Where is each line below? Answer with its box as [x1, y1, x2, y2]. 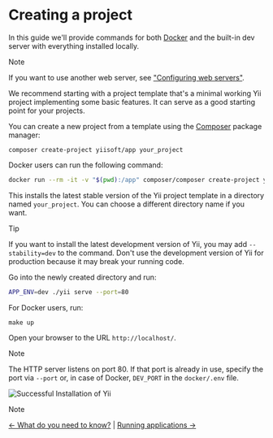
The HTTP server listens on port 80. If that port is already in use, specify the [8, 364, 264, 374]
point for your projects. [8, 106, 85, 115]
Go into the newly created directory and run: [8, 272, 157, 282]
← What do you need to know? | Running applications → [8, 420, 197, 430]
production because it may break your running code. [8, 256, 184, 266]
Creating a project [8, 6, 132, 24]
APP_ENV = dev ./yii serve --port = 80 [8, 288, 129, 296]
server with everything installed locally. [8, 41, 140, 50]
